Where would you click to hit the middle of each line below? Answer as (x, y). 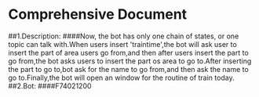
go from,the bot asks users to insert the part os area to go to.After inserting (130, 61)
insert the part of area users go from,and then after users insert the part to (128, 52)
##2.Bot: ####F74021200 (50, 86)
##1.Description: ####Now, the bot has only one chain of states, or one (124, 36)
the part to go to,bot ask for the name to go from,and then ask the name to (128, 69)
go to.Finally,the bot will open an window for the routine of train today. (121, 77)
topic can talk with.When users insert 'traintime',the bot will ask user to (122, 44)
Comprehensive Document (98, 14)
